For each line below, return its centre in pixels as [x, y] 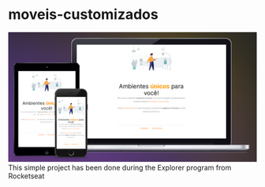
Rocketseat [26, 176]
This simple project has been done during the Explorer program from [120, 167]
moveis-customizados [84, 15]
